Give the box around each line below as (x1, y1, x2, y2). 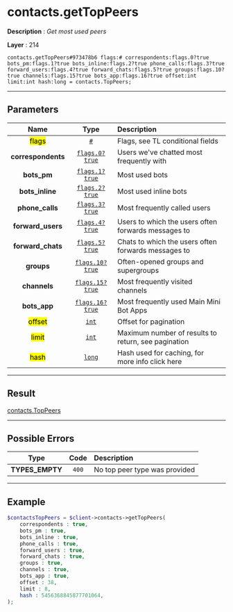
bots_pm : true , (19, 527, 67, 534)
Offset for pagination (116, 317, 185, 326)
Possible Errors (7, 432, 75, 445)
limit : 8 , (19, 585, 51, 593)
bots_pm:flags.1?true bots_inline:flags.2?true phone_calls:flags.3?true (7, 60, 225, 67)
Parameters (7, 104, 59, 115)
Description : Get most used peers (7, 27, 107, 35)
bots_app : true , (19, 572, 70, 580)
